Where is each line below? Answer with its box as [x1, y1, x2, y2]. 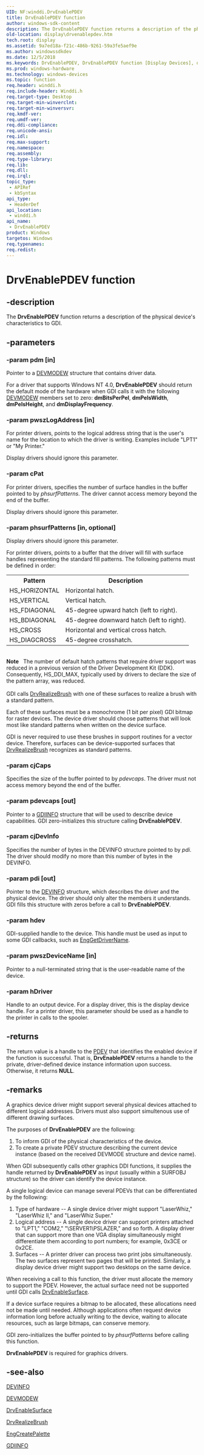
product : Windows [6, 230, 50, 236]
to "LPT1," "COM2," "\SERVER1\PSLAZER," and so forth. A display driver [15, 1224, 195, 1232]
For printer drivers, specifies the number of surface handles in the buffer [6, 483, 188, 491]
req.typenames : [6, 241, 45, 247]
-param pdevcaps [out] [6, 797, 76, 805]
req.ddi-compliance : [6, 122, 59, 128]
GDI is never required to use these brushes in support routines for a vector [6, 733, 192, 740]
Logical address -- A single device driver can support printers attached [15, 1218, 194, 1225]
